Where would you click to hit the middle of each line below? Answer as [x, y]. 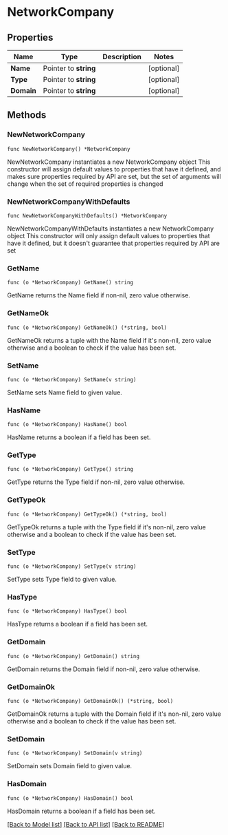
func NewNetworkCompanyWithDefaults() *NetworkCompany [87, 215]
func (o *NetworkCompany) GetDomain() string [73, 656]
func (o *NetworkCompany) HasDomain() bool [70, 798]
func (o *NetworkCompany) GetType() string [70, 469]
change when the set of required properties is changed [85, 184]
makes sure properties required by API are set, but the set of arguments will [114, 176]
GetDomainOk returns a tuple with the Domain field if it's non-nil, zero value [114, 714]
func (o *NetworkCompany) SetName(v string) [72, 379]
